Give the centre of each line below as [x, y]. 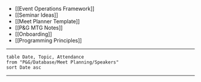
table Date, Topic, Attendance [45, 57]
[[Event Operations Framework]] [54, 9]
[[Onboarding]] [33, 34]
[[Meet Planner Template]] [47, 21]
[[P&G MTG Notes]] [39, 28]
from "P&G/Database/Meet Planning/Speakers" [63, 62]
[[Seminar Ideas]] [36, 15]
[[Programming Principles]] [48, 40]
